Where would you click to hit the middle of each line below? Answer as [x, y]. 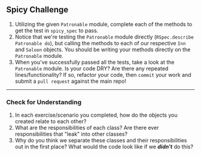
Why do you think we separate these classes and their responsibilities [101, 141]
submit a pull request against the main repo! [71, 81]
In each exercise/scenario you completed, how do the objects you [96, 115]
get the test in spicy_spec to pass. [57, 30]
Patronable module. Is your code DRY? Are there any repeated [92, 68]
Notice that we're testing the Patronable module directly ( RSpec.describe [104, 37]
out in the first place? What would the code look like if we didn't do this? [104, 147]
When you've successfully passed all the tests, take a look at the [95, 62]
